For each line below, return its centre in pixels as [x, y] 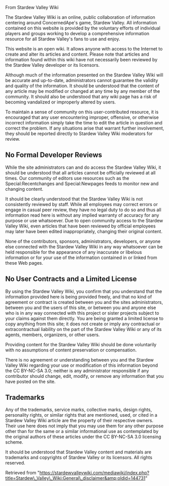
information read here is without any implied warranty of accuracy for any [82, 215]
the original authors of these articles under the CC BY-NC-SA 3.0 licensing [83, 437]
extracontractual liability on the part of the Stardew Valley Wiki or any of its [83, 329]
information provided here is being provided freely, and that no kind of [79, 297]
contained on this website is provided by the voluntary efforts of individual [83, 28]
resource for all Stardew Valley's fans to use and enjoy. [63, 39]
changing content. [24, 189]
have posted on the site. [30, 381]
